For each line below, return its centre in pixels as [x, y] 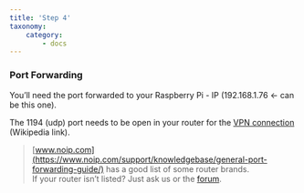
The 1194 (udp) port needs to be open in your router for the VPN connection [152, 122]
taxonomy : [28, 26]
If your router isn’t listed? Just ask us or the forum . [126, 178]
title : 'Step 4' [40, 18]
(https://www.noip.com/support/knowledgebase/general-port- [149, 159]
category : [45, 35]
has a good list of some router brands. [178, 168]
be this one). [33, 105]
